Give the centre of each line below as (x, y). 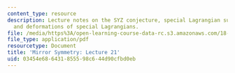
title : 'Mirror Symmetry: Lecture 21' (64, 53)
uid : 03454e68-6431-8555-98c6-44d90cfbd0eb (72, 59)
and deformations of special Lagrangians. (76, 26)
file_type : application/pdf (48, 40)
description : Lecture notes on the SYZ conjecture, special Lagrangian (114, 20)
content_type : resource (42, 14)
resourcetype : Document (42, 46)
